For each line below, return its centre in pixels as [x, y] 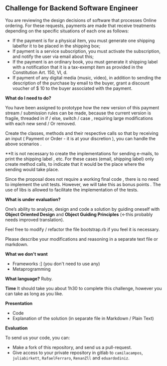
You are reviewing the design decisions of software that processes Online [81, 20]
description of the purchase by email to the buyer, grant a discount [81, 83]
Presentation [19, 303]
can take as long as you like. [34, 294]
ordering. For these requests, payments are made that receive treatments [81, 25]
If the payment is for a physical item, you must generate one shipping [83, 40]
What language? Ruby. [29, 279]
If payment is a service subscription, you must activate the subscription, [86, 51]
